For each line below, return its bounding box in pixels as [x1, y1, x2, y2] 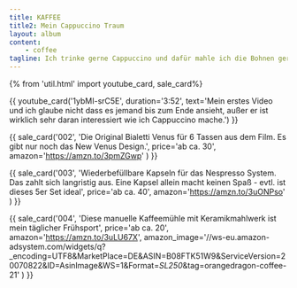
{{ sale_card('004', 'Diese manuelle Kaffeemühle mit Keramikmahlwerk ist [9, 214, 277, 223]
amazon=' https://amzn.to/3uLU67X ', [9, 232, 142, 242]
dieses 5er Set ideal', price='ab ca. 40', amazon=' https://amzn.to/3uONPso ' [9, 187, 286, 197]
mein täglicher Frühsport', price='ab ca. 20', [9, 222, 170, 233]
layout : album [9, 29, 62, 38]
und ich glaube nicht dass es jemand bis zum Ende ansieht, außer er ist [9, 105, 269, 115]
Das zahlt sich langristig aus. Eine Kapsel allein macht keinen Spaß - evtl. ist [9, 177, 286, 187]
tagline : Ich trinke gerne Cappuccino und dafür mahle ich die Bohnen [9, 54, 275, 63]
